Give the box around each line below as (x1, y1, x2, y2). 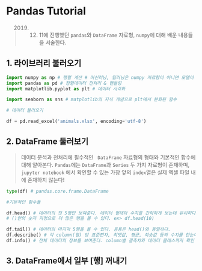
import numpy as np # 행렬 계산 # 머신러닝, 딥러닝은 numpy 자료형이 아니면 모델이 (6, 74, 194, 81)
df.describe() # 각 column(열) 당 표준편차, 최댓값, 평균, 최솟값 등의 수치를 (6, 232, 183, 238)
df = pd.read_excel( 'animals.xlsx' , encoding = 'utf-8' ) (6, 119, 147, 125)
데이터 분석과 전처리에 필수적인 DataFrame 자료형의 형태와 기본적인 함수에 (20, 154, 196, 161)
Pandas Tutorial (6, 4, 86, 18)
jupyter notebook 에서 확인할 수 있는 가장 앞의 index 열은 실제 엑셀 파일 (20, 169, 190, 176)
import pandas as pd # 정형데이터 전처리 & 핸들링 (6, 80, 122, 86)
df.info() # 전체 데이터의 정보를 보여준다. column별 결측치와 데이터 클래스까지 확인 (6, 238, 194, 244)
